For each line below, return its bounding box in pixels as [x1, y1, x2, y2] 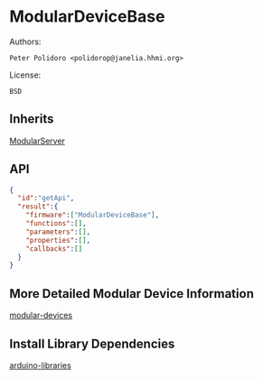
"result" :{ [17, 202, 59, 211]
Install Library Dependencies [9, 336, 175, 351]
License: [9, 69, 42, 80]
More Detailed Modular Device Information [9, 286, 255, 301]
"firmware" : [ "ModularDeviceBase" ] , [25, 210, 160, 220]
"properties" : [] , [25, 236, 91, 245]
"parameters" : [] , [25, 227, 91, 236]
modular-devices [9, 310, 73, 321]
